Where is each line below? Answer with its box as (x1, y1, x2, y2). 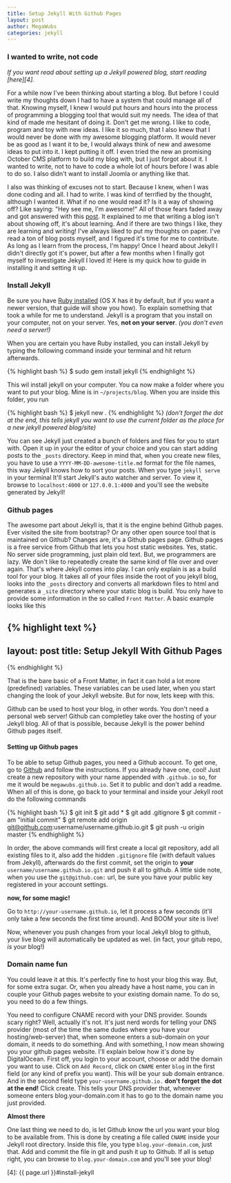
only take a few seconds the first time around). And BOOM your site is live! (7, 914, 219, 923)
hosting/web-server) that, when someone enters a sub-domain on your (7, 1032, 210, 1041)
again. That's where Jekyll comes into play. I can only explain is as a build (7, 565, 217, 573)
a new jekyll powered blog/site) (7, 423, 97, 432)
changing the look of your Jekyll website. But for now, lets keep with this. (7, 691, 215, 700)
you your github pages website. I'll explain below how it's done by (7, 1047, 194, 1055)
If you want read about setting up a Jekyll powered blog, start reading (7, 68, 207, 76)
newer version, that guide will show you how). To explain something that (7, 303, 212, 311)
